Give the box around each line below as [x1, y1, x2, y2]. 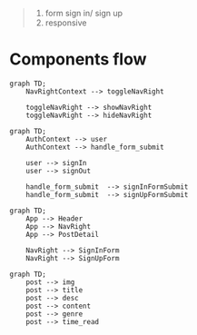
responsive [44, 17, 87, 28]
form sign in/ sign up [44, 8, 123, 18]
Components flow [9, 49, 147, 70]
